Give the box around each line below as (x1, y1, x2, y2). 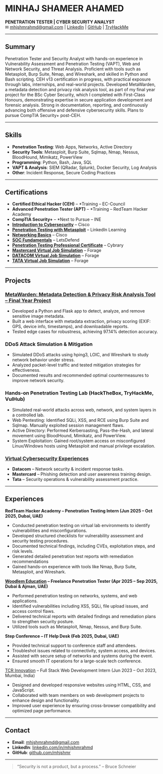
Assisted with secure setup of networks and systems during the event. (12, 653, 153, 659)
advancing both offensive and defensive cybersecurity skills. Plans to (5, 107, 144, 113)
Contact (5, 726, 30, 735)
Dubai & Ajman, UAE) (5, 583, 49, 589)
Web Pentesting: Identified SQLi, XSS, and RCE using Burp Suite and (12, 417, 149, 423)
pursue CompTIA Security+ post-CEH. (5, 112, 81, 118)
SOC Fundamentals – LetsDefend (12, 237, 80, 243)
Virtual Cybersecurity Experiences (5, 455, 89, 461)
